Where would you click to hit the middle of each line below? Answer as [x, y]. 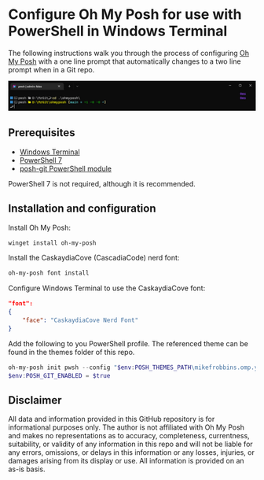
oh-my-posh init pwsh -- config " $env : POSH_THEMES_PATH [100, 367]
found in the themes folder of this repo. [71, 352]
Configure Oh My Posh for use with [125, 15]
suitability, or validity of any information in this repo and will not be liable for [130, 444]
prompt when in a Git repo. [51, 69]
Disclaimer [35, 400]
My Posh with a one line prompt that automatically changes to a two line [125, 61]
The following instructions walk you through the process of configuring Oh [129, 53]
